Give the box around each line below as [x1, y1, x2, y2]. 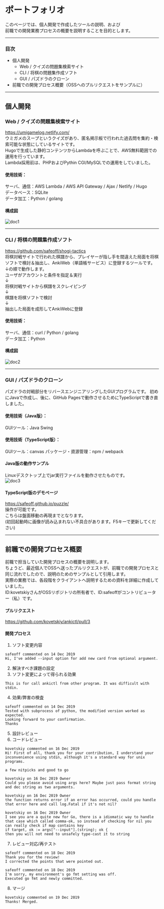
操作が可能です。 [5, 507, 39, 513]
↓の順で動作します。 [5, 266, 47, 272]
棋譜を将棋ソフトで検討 [5, 295, 52, 300]
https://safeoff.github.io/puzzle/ [5, 501, 69, 507]
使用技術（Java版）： [5, 413, 47, 418]
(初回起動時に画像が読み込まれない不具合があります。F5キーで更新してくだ [5, 519, 156, 525]
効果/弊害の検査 [12, 694, 44, 700]
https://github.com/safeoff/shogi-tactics [5, 248, 86, 254]
